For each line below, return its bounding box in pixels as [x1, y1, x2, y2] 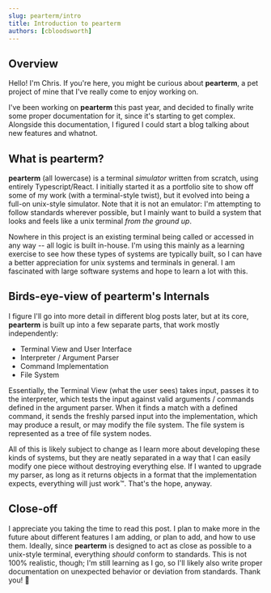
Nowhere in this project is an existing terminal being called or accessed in [8, 232, 255, 241]
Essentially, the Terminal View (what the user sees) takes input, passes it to [8, 385, 259, 395]
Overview [8, 57, 59, 70]
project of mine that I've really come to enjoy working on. [8, 87, 199, 97]
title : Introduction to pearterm [8, 19, 121, 28]
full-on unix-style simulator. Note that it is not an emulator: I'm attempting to [8, 199, 261, 209]
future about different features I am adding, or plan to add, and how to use [8, 532, 256, 542]
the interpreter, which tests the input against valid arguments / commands [8, 394, 255, 404]
